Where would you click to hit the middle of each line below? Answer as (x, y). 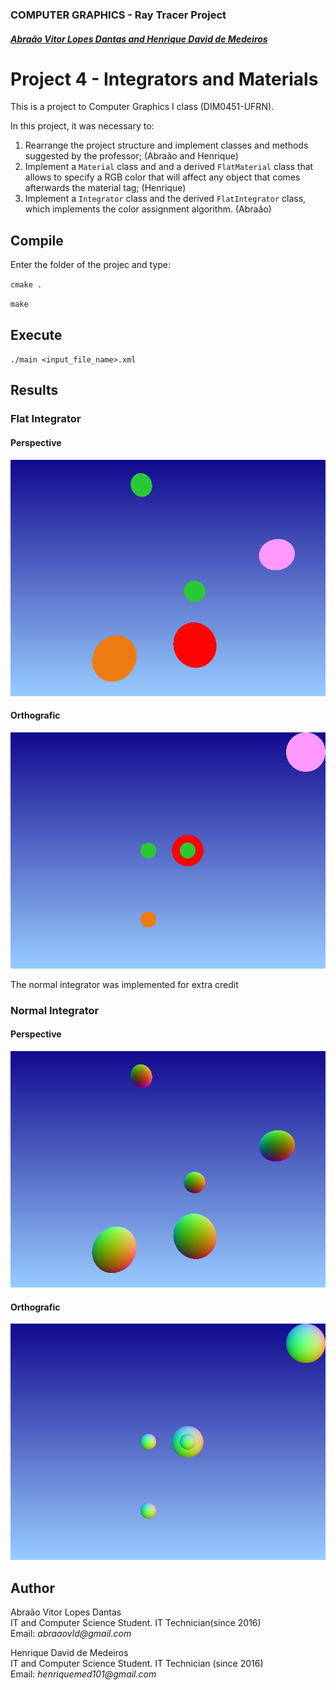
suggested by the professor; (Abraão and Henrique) (131, 156)
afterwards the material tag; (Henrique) (105, 188)
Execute (36, 334)
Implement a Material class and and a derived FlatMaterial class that (169, 167)
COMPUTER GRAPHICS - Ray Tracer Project (118, 15)
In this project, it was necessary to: (82, 126)
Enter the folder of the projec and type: (91, 265)
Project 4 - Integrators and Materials (164, 79)
